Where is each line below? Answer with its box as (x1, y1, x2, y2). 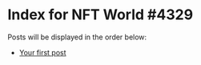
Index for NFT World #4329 (7, 6, 194, 24)
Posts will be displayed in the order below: (7, 32, 147, 42)
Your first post (18, 47, 66, 57)
